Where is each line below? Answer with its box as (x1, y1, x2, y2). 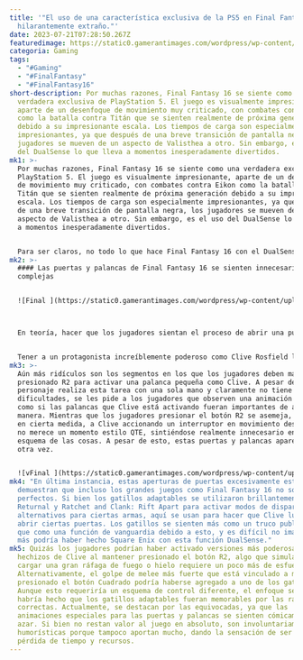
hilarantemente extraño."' (17, 22, 119, 31)
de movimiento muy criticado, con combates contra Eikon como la (17, 181, 269, 190)
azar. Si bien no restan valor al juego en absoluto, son (17, 619, 241, 629)
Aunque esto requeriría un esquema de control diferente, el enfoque (17, 586, 284, 595)
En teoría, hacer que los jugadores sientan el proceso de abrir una (17, 328, 284, 337)
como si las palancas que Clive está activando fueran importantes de (17, 403, 289, 412)
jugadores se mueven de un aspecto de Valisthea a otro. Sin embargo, (17, 139, 289, 148)
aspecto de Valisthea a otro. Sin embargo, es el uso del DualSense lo (17, 214, 293, 224)
